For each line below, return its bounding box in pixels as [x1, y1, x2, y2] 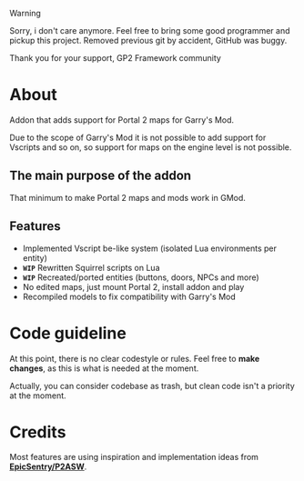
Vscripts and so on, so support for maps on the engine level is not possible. [9, 141, 292, 153]
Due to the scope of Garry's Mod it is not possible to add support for [9, 132, 267, 143]
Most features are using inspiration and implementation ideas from [9, 452, 259, 463]
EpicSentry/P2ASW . [9, 461, 87, 472]
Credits [9, 422, 66, 442]
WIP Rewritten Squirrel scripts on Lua [22, 262, 161, 273]
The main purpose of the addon [9, 168, 192, 184]
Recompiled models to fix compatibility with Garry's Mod [22, 291, 237, 302]
